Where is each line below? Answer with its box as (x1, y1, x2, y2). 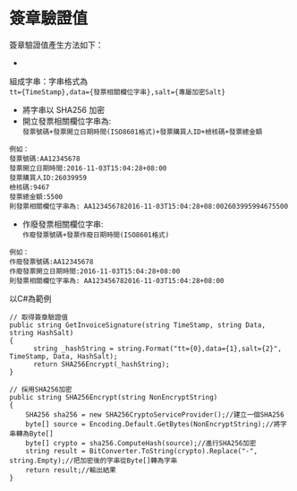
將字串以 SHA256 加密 (21, 104, 106, 115)
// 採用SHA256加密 (9, 384, 72, 394)
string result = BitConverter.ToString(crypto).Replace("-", (25, 446, 258, 455)
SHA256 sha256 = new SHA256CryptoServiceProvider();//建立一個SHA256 (25, 409, 284, 419)
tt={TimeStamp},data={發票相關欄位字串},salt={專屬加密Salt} (9, 87, 226, 97)
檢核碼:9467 (9, 183, 50, 192)
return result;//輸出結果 (25, 465, 116, 475)
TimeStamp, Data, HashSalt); (9, 351, 118, 361)
